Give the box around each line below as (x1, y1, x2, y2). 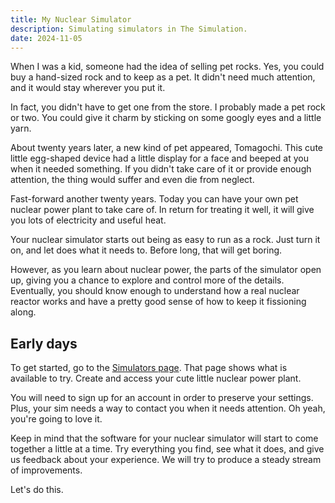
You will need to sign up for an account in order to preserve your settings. (10, 392, 314, 404)
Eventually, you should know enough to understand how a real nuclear (10, 285, 300, 297)
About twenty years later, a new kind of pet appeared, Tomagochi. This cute (10, 142, 323, 154)
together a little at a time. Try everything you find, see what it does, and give (10, 443, 325, 455)
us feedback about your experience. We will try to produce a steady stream (10, 454, 322, 466)
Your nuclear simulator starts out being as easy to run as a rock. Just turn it (10, 234, 321, 246)
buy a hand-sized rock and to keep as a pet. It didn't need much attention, (10, 71, 316, 83)
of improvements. (10, 464, 83, 476)
